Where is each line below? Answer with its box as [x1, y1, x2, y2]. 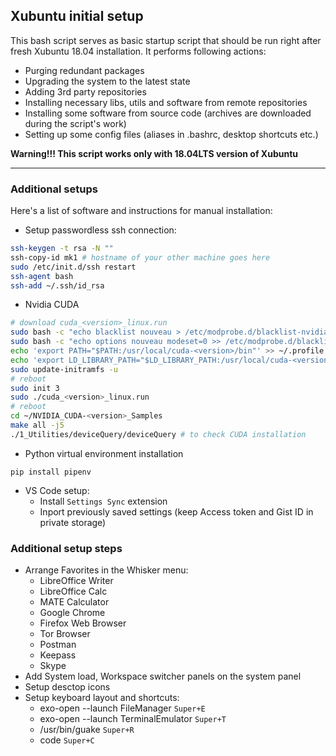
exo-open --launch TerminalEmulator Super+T [39, 713, 227, 725]
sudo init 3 [10, 383, 60, 393]
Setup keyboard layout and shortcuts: [24, 692, 180, 704]
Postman [39, 639, 77, 651]
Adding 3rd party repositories [24, 85, 147, 98]
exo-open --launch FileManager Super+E [39, 702, 206, 714]
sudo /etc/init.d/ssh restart [10, 262, 137, 272]
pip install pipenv [10, 467, 92, 477]
